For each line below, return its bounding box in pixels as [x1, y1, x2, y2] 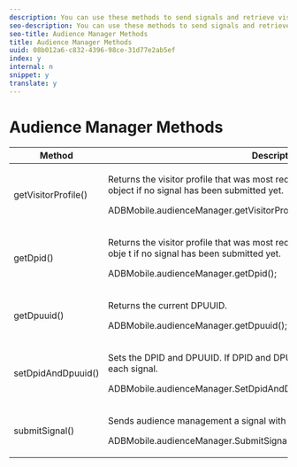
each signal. [107, 362, 158, 375]
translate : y [9, 79, 57, 88]
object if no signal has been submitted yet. [107, 183, 285, 196]
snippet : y [9, 71, 49, 80]
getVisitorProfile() [13, 188, 88, 200]
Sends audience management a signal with [107, 414, 286, 426]
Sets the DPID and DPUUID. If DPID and [107, 351, 271, 363]
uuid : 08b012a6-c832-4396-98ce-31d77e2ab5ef [9, 46, 176, 55]
